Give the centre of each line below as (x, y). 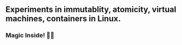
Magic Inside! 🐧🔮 (30, 36)
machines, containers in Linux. (63, 19)
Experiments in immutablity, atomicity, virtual (91, 10)
